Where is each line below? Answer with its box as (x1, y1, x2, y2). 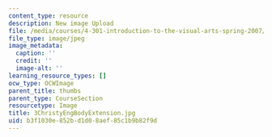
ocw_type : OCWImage (8, 79, 74, 87)
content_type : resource (8, 11, 89, 20)
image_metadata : (8, 42, 63, 50)
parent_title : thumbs (8, 86, 82, 95)
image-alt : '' (15, 64, 63, 73)
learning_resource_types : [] (8, 72, 107, 80)
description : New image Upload (8, 19, 114, 27)
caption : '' (15, 49, 57, 57)
